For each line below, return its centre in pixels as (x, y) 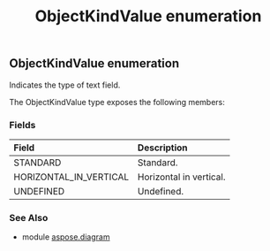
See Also (29, 217)
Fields (22, 125)
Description (162, 148)
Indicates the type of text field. (65, 85)
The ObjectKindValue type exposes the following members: (117, 102)
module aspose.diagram (66, 237)
